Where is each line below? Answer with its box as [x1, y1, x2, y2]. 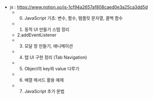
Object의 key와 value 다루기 [24, 66, 79, 72]
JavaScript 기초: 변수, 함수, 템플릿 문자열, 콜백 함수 [24, 15, 123, 21]
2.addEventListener [17, 32, 57, 38]
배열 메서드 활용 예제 [24, 77, 64, 83]
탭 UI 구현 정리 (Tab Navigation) [24, 54, 87, 60]
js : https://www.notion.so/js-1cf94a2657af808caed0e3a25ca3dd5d [9, 4, 148, 10]
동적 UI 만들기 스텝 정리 [24, 26, 70, 32]
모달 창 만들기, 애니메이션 [24, 43, 73, 49]
